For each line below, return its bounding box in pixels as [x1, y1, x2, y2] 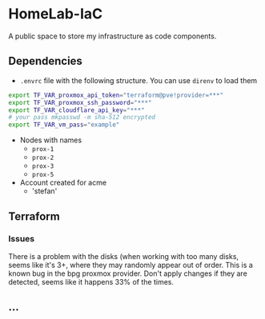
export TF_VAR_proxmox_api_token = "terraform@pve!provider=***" [8, 91, 224, 99]
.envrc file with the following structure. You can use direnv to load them [19, 75, 258, 85]
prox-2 [31, 154, 54, 162]
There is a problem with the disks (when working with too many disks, [8, 251, 239, 261]
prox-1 [31, 146, 54, 154]
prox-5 [31, 171, 54, 179]
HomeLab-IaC [8, 5, 102, 23]
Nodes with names [19, 135, 82, 145]
